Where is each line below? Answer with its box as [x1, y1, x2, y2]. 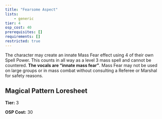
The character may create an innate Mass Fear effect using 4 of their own [5, 52, 154, 58]
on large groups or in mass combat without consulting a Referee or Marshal [5, 68, 158, 73]
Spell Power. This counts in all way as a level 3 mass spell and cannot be [5, 57, 152, 63]
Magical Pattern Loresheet [5, 87, 88, 95]
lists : [5, 12, 19, 17]
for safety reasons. [5, 72, 43, 78]
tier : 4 [5, 20, 21, 26]
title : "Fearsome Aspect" [5, 7, 58, 12]
